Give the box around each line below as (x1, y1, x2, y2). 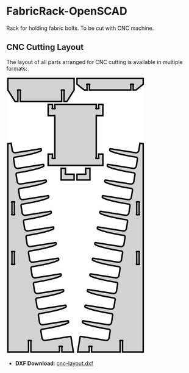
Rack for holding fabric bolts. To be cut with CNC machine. (6, 24, 154, 32)
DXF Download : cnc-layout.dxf (15, 360, 93, 367)
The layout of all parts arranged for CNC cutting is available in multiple (6, 58, 183, 65)
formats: (6, 65, 27, 72)
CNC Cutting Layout (6, 42, 84, 52)
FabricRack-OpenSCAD (6, 4, 127, 18)
